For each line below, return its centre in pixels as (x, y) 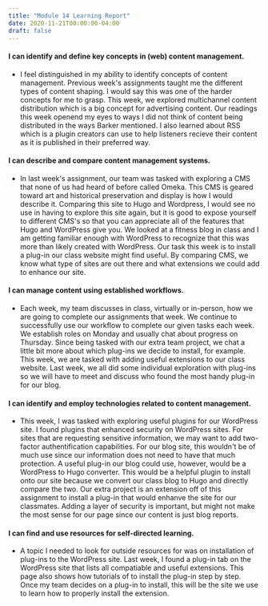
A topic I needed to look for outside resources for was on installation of (137, 551)
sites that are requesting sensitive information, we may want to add (130, 438)
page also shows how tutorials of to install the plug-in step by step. (130, 576)
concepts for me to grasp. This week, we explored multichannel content (138, 99)
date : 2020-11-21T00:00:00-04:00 (64, 23)
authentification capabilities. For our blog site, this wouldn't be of (148, 446)
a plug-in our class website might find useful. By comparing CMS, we (134, 255)
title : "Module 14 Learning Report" (69, 16)
